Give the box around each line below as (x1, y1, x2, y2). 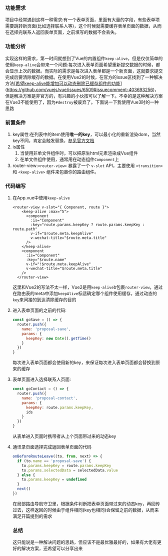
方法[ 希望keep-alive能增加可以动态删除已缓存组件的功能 (5, 80, 121, 86)
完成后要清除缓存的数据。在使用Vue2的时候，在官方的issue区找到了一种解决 (5, 74, 163, 80)
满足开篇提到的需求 (12, 513, 52, 519)
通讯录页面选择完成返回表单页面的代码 (12, 444, 91, 450)
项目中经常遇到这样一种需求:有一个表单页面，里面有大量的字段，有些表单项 (5, 16, 160, 23)
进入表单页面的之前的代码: (12, 307, 66, 313)
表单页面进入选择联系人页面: (12, 376, 71, 382)
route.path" (12, 226, 37, 232)
